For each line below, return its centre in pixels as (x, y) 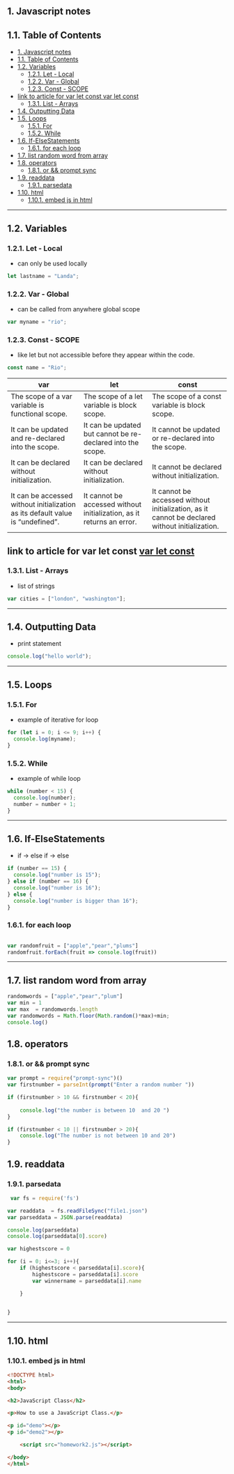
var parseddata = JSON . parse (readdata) (65, 1217)
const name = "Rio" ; (37, 368)
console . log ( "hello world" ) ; (49, 657)
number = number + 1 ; (45, 804)
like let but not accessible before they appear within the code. (106, 355)
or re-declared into (184, 438)
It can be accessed (42, 496)
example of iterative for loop (58, 720)
